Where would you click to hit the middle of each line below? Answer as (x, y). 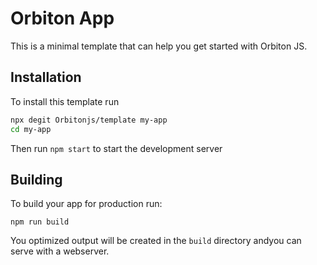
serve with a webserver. (60, 251)
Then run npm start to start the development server (116, 148)
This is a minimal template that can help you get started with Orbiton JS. (159, 46)
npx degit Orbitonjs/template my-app (89, 120)
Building (36, 179)
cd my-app (31, 129)
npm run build (40, 222)
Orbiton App (62, 18)
